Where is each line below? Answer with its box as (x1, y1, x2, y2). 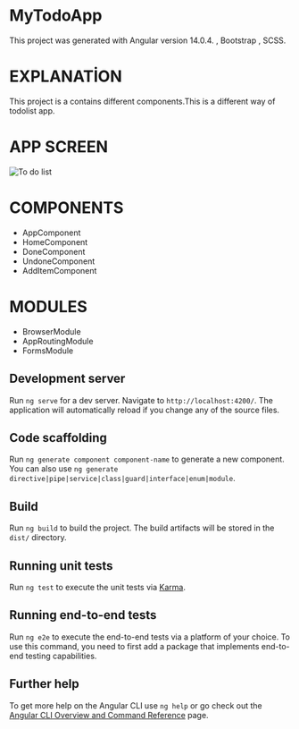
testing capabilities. (25, 650, 97, 661)
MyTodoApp (9, 5, 103, 26)
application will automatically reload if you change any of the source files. (9, 404, 279, 415)
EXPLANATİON (9, 66, 122, 87)
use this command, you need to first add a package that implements (9, 640, 260, 651)
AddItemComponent (21, 265, 97, 275)
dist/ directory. (9, 532, 67, 543)
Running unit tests (9, 558, 113, 573)
